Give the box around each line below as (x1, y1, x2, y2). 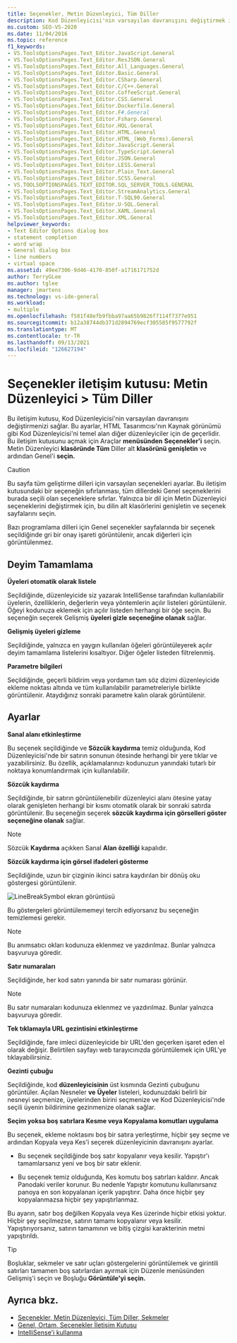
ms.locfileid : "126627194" (7, 346, 87, 353)
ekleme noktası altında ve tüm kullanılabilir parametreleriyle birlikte (7, 684, 201, 691)
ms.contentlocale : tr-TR (7, 332, 80, 339)
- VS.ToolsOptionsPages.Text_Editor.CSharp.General (7, 76, 162, 83)
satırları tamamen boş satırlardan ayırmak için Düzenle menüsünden (7, 1266, 205, 1274)
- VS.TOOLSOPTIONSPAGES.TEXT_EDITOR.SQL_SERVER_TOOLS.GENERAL (7, 181, 194, 188)
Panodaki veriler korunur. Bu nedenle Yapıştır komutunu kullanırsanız (17, 1180, 217, 1188)
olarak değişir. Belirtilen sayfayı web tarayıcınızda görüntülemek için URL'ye (7, 1045, 227, 1054)
